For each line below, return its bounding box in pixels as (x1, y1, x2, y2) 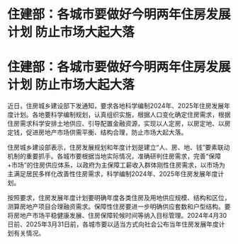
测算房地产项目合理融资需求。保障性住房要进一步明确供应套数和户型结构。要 (7, 202, 231, 211)
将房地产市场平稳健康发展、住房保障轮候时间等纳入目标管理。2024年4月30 (7, 211, 227, 220)
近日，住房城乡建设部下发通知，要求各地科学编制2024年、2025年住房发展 (7, 102, 225, 110)
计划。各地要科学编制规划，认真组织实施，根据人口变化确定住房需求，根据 (13, 110, 231, 119)
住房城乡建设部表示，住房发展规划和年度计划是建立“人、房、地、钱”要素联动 (7, 143, 230, 152)
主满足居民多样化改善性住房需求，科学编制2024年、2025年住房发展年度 (7, 170, 218, 178)
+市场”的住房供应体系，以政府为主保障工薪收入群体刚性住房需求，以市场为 (7, 161, 225, 170)
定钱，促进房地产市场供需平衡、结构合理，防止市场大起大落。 (7, 128, 188, 136)
